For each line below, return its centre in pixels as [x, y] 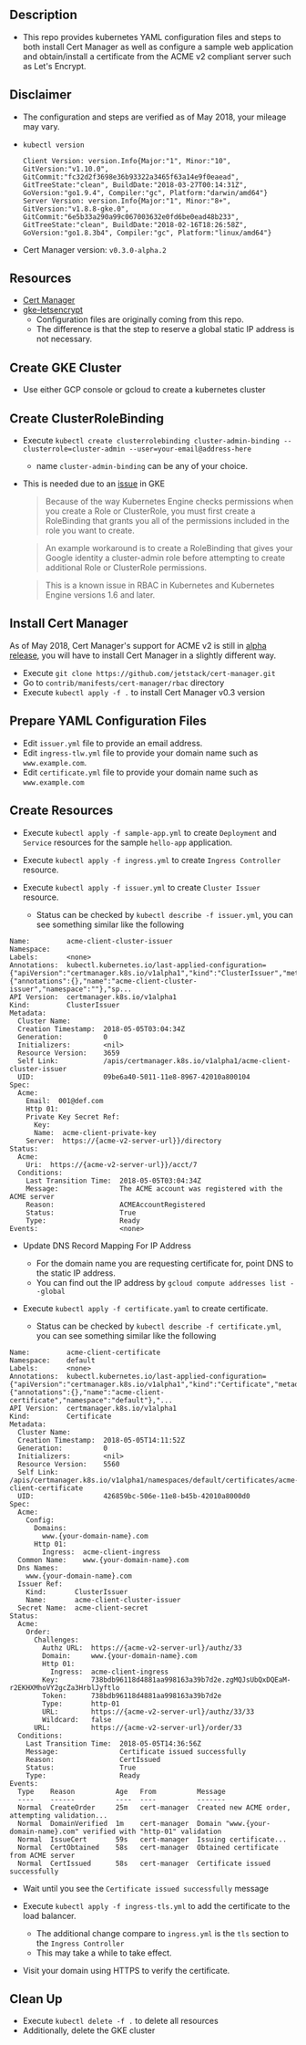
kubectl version [53, 145]
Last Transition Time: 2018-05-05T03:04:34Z [114, 1181]
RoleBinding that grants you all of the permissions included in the [167, 521]
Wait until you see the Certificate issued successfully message [146, 1888]
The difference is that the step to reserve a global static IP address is [165, 329]
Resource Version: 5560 [69, 1464]
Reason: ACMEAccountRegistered [116, 1205]
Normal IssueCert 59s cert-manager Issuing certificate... [152, 1839]
